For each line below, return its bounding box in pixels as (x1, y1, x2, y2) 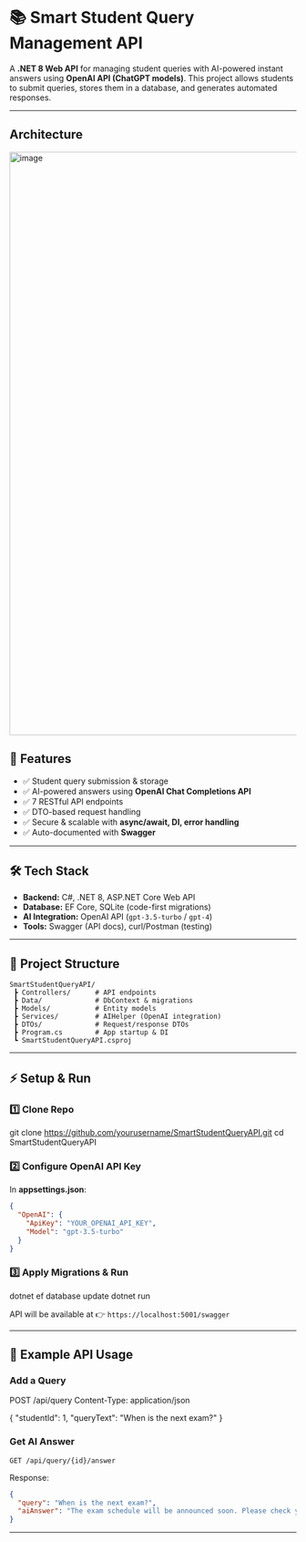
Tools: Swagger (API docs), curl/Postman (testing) (22, 921, 212, 932)
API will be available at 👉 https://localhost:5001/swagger (9, 1309, 230, 1320)
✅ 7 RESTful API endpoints (22, 796, 124, 807)
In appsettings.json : (9, 1184, 87, 1195)
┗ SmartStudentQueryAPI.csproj (13, 1036, 132, 1045)
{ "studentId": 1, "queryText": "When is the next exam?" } (9, 1413, 223, 1424)
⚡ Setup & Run (9, 1070, 91, 1085)
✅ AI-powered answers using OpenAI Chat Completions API (22, 786, 252, 797)
